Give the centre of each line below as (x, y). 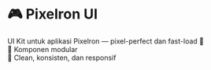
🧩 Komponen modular (43, 49)
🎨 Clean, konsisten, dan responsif (62, 58)
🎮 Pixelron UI (53, 14)
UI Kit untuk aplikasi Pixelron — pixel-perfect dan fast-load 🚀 (105, 41)
